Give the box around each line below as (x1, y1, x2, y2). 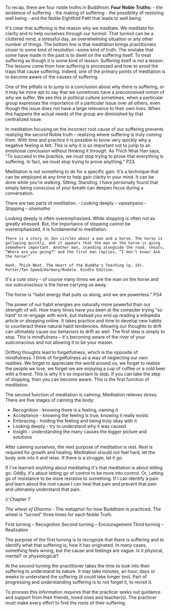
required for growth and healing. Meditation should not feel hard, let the (5, 449, 155, 455)
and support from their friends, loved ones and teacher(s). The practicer (5, 594, 157, 600)
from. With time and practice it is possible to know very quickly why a (5, 137, 151, 143)
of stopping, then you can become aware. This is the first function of (5, 376, 149, 382)
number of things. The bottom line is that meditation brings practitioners (5, 41, 157, 47)
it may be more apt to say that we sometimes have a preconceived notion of (5, 89, 164, 95)
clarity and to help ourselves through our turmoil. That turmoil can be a (5, 31, 154, 36)
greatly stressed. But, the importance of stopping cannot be (5, 221, 131, 226)
